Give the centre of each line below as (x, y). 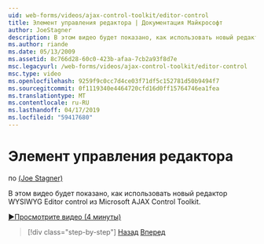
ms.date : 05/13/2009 (42, 52)
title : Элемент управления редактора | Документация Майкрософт (115, 23)
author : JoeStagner (40, 30)
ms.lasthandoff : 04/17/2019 (54, 111)
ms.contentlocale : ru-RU (49, 103)
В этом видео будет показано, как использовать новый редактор (118, 193)
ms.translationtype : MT (47, 96)
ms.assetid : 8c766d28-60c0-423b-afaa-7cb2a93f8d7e (93, 60)
